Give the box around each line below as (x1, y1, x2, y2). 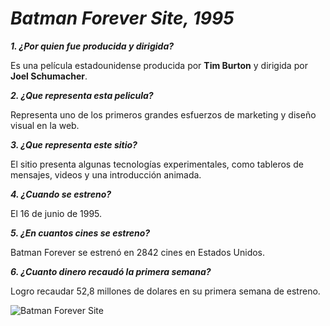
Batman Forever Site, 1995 (10, 7, 235, 30)
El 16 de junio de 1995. (10, 207, 103, 219)
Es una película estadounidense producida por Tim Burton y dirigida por (10, 59, 308, 71)
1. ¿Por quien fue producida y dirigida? (10, 40, 175, 52)
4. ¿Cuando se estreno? (10, 188, 112, 200)
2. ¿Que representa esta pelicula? (10, 89, 154, 101)
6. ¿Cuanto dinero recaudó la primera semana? (10, 265, 212, 277)
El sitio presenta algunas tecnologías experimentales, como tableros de (10, 158, 304, 170)
